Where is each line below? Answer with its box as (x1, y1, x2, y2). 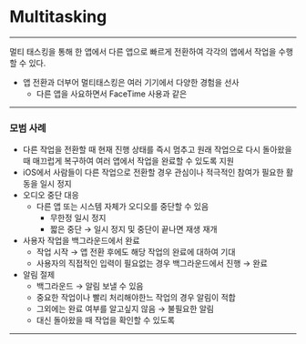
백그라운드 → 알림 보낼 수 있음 (36, 280, 144, 292)
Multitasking (9, 6, 107, 27)
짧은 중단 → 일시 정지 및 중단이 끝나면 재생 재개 (49, 224, 218, 235)
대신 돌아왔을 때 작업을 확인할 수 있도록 (36, 315, 176, 326)
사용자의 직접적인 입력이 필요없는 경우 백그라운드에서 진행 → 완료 (36, 258, 269, 269)
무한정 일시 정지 (49, 212, 107, 224)
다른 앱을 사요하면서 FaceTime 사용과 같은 (36, 88, 188, 99)
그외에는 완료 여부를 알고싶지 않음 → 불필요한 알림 (36, 303, 214, 315)
